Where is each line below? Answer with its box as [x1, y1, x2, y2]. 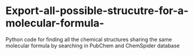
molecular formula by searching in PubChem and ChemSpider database [5, 42, 180, 49]
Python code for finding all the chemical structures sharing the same [5, 36, 172, 43]
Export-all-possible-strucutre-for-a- [5, 4, 189, 18]
